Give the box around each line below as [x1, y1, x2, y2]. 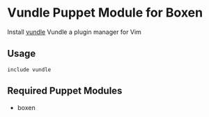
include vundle [7, 66, 52, 73]
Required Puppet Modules [7, 85, 123, 97]
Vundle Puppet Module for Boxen [7, 5, 203, 21]
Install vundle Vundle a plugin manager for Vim [7, 28, 141, 36]
